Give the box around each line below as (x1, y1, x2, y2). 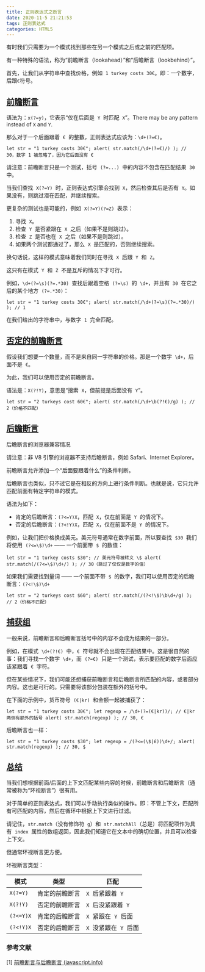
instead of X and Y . (6, 121, 53, 128)
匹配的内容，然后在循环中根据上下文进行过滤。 (16, 807, 135, 815)
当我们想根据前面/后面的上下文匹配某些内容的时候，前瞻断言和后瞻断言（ (6, 779, 190, 787)
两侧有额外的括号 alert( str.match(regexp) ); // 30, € (6, 715, 144, 721)
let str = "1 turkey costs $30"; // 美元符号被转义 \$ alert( (6, 555, 162, 561)
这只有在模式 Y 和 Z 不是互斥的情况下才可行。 (6, 267, 126, 274)
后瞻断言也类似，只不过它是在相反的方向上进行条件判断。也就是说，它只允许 (6, 480, 199, 487)
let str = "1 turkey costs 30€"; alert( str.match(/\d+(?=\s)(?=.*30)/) (6, 300, 195, 306)
